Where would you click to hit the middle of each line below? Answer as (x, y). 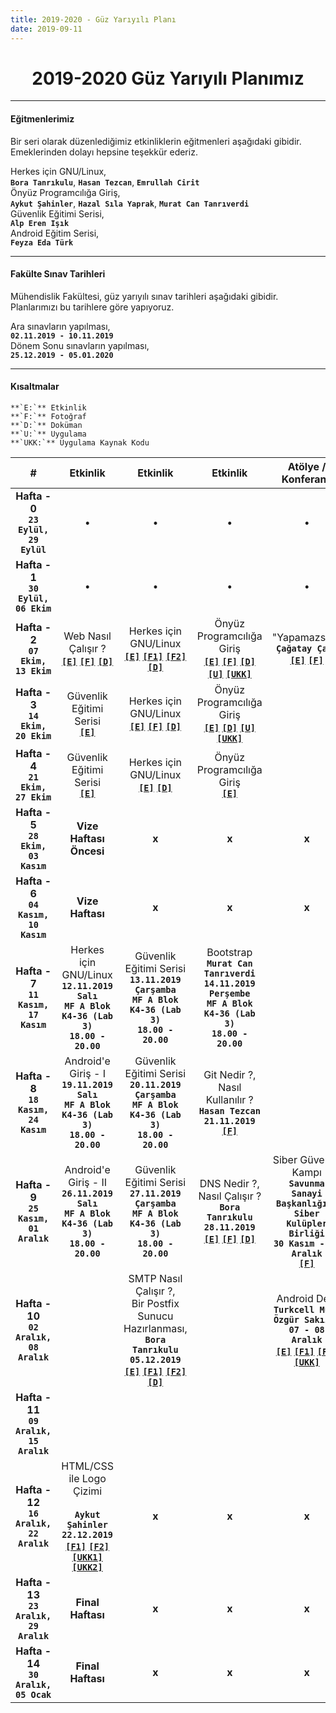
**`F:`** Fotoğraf (48, 417)
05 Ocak (33, 1695)
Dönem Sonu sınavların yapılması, (80, 345)
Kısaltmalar (35, 387)
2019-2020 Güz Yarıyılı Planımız (168, 78)
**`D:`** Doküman (46, 426)
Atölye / (307, 467)
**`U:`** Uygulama (48, 434)
